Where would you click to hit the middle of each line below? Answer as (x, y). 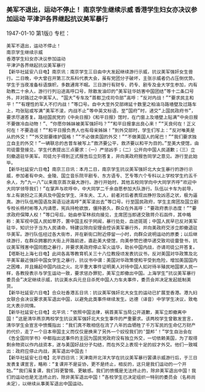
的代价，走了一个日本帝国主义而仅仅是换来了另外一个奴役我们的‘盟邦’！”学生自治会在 (99, 332)
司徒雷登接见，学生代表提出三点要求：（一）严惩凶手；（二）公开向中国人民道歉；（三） (99, 150)
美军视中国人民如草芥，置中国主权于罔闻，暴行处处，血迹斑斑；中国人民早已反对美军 (106, 221)
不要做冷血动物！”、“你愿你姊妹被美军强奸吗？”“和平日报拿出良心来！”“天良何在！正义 (101, 124)
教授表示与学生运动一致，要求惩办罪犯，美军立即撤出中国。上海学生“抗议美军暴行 (108, 273)
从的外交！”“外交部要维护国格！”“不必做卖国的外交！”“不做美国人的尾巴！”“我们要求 (99, 137)
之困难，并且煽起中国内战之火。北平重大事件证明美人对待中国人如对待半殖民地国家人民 (100, 267)
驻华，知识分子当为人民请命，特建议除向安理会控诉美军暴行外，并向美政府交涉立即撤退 (100, 228)
